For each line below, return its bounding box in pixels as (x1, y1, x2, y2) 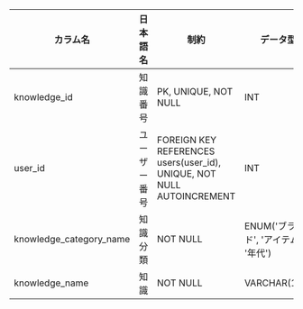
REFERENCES (156, 145, 216, 157)
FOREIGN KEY (156, 134, 217, 146)
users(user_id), (156, 157, 222, 168)
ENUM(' (243, 220, 278, 232)
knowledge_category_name (14, 233, 131, 245)
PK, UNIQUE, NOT (156, 86, 234, 97)
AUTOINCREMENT (156, 190, 236, 202)
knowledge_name (14, 277, 89, 289)
